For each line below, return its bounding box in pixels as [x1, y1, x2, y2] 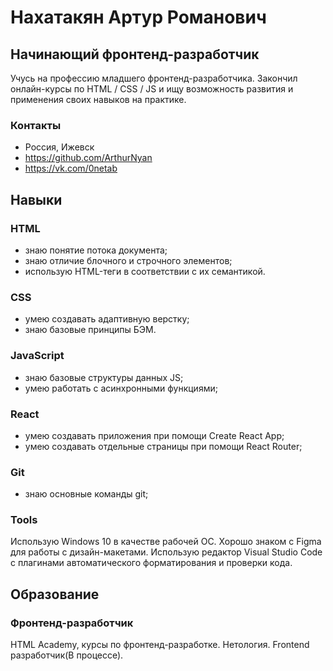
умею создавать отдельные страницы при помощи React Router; [24, 440, 303, 452]
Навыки [10, 191, 63, 208]
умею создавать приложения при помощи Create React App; [24, 429, 285, 441]
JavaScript [10, 349, 65, 363]
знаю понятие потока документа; [24, 244, 168, 256]
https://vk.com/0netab [24, 162, 118, 175]
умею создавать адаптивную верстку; [24, 313, 190, 325]
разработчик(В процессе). [10, 649, 124, 661]
